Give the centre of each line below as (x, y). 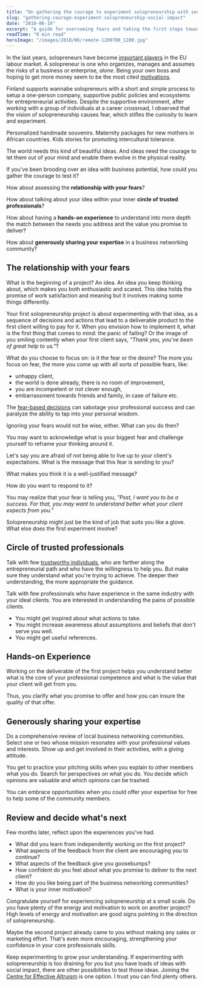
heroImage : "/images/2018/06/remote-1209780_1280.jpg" (77, 40)
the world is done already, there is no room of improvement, (90, 382)
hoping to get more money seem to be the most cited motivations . (89, 77)
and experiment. (27, 121)
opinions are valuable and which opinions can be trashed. (78, 780)
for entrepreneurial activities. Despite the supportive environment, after (95, 102)
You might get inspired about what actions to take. (78, 618)
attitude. (17, 755)
